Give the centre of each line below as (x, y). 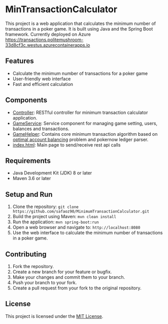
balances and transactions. (41, 129)
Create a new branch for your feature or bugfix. (62, 272)
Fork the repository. (33, 266)
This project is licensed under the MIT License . (54, 316)
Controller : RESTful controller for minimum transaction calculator (80, 112)
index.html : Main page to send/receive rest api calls (66, 145)
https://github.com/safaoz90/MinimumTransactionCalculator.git (81, 212)
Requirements (28, 160)
